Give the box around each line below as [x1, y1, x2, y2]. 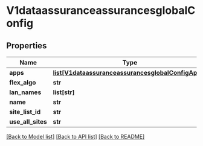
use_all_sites [9, 118, 47, 125]
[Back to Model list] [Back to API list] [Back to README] [6, 133, 145, 140]
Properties [6, 40, 47, 51]
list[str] [53, 88, 75, 97]
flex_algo [9, 78, 36, 86]
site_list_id [9, 108, 41, 116]
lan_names [9, 88, 42, 97]
